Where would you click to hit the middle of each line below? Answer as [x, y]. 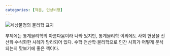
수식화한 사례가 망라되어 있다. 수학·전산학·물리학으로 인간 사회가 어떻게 [84, 42]
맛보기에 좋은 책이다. [39, 48]
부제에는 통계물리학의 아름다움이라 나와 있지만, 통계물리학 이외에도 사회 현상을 [82, 35]
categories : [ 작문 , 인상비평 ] [34, 10]
